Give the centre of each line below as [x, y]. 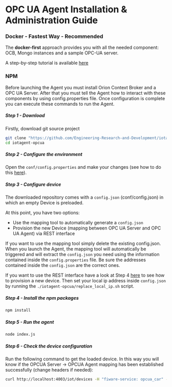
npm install [18, 311]
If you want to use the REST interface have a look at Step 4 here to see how [85, 275]
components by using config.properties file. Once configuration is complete [85, 98]
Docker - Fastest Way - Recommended [54, 36]
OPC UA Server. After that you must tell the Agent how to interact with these [85, 93]
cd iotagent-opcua [25, 143]
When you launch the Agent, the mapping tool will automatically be [76, 249]
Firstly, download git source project [43, 128]
